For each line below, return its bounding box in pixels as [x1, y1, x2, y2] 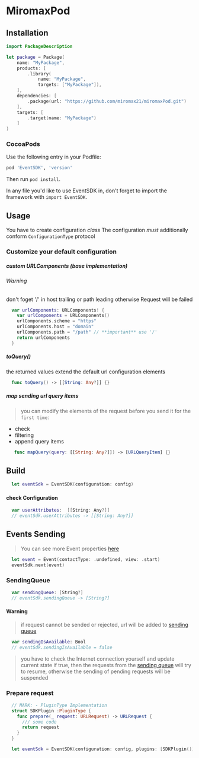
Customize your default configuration [6, 248, 117, 256]
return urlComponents [17, 334, 70, 341]
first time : [20, 414, 49, 421]
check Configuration [6, 494, 58, 501]
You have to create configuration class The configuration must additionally [6, 227, 188, 234]
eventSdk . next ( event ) [11, 562, 65, 568]
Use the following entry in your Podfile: [6, 153, 101, 161]
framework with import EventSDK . [6, 194, 88, 201]
